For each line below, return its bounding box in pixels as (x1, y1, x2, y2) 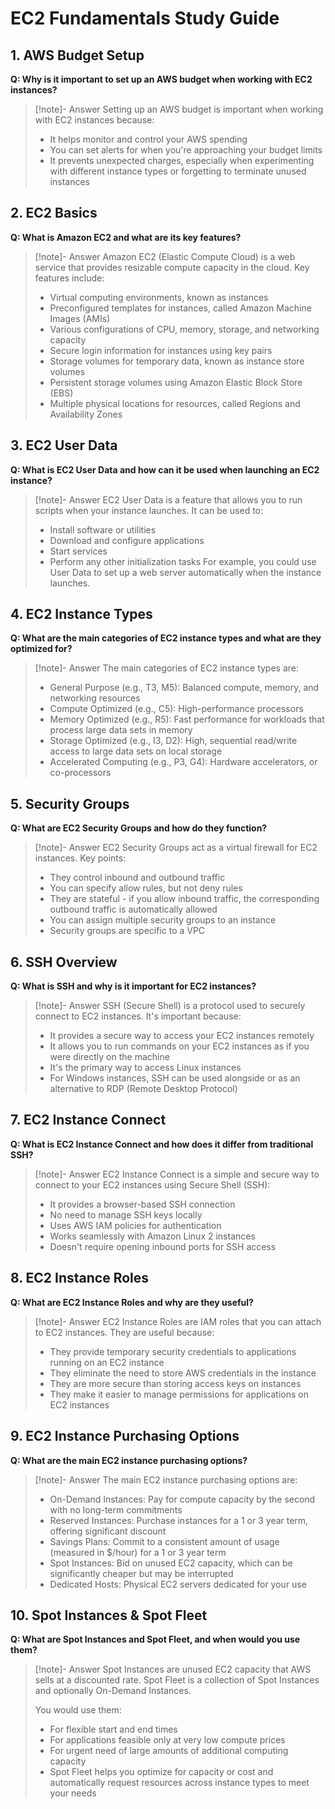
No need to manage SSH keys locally (49, 1208, 203, 1221)
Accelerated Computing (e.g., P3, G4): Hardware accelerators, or (49, 756, 318, 768)
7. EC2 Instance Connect (10, 1112, 167, 1129)
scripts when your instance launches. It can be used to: (34, 504, 264, 516)
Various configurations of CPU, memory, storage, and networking (49, 323, 320, 335)
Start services (49, 545, 108, 557)
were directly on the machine (49, 1051, 170, 1063)
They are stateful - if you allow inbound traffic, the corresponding (49, 893, 320, 905)
